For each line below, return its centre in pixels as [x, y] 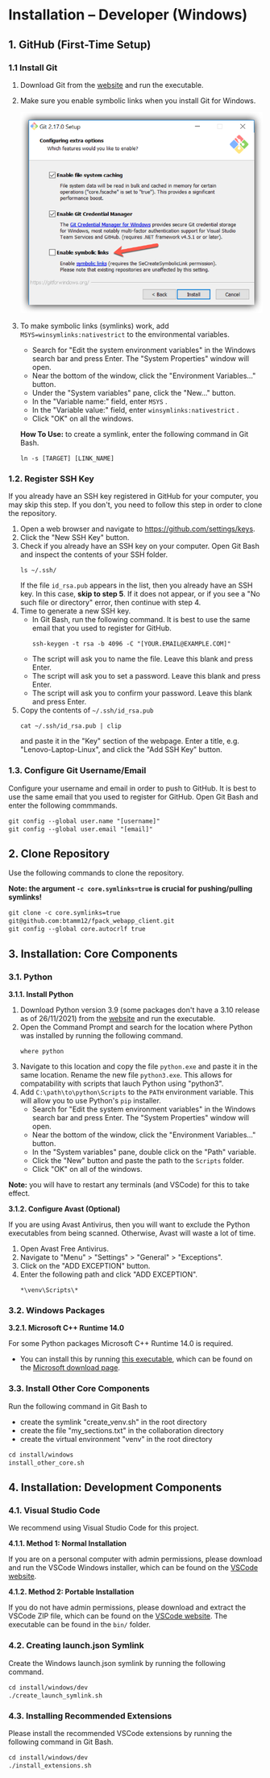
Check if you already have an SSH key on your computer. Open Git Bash [140, 546]
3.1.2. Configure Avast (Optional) [64, 1209]
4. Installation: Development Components [115, 1487]
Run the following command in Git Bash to [78, 1406]
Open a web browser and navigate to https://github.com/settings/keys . [137, 529]
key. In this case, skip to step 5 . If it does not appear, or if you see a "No [140, 594]
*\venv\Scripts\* [49, 1290]
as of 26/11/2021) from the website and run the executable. [118, 1019]
